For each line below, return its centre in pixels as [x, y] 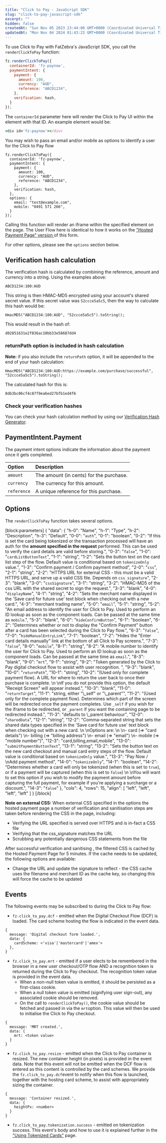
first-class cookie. [38, 987]
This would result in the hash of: [38, 324]
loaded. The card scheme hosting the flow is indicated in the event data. [86, 921]
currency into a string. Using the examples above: [56, 277]
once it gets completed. [29, 454]
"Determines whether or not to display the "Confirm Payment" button [83, 625]
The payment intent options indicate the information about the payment [78, 449]
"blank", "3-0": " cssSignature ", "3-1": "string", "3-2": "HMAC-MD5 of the [86, 583]
